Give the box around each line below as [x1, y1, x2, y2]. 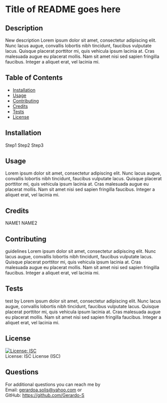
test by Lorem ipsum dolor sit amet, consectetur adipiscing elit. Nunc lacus [5, 298, 161, 304]
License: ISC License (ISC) [5, 353, 61, 359]
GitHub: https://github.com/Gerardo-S [5, 392, 85, 398]
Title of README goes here [5, 4, 121, 15]
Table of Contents [5, 74, 63, 82]
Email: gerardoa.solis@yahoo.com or [5, 387, 82, 393]
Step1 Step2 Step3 [5, 142, 44, 148]
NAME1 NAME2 [5, 220, 37, 226]
